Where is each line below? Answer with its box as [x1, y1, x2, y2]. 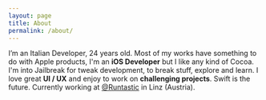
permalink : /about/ [8, 26, 74, 34]
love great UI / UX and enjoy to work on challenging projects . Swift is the [8, 74, 251, 84]
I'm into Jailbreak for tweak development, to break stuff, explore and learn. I [8, 66, 259, 75]
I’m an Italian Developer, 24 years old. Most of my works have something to [8, 49, 257, 58]
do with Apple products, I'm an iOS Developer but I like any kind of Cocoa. [8, 57, 255, 66]
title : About [8, 19, 52, 27]
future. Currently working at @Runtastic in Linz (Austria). [8, 82, 195, 92]
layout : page [8, 11, 52, 20]
